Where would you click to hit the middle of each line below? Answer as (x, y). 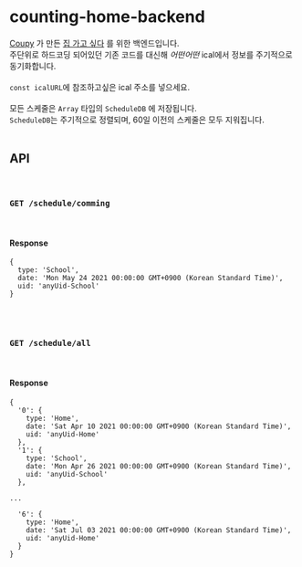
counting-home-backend (107, 17)
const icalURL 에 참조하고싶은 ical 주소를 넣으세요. (99, 87)
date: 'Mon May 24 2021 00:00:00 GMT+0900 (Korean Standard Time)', (151, 278)
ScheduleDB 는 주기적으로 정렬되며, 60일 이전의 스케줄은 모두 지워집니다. (137, 120)
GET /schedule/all (50, 343)
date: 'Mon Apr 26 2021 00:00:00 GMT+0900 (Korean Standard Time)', (159, 466)
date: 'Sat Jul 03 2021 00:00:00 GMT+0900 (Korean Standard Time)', (159, 530)
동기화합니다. (33, 66)
